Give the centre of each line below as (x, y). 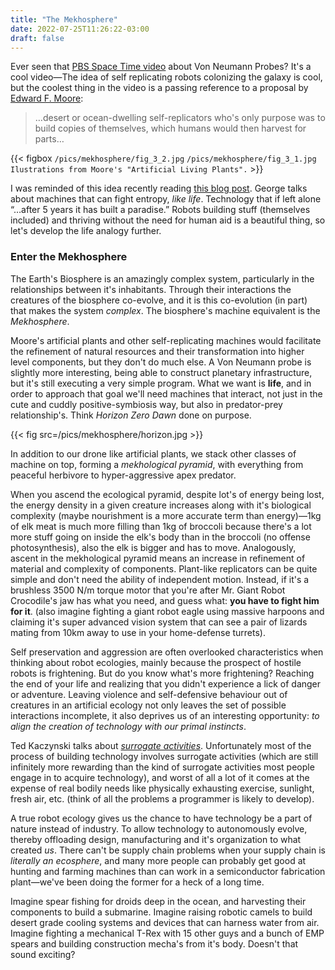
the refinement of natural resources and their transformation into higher (157, 351)
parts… (49, 139)
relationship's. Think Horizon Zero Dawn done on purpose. (131, 415)
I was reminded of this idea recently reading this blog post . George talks (159, 188)
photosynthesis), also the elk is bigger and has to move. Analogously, (153, 547)
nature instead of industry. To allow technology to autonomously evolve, (159, 828)
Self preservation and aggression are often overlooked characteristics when (167, 652)
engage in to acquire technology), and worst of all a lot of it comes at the (160, 777)
